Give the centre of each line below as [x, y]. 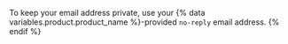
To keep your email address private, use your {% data [107, 13]
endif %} [25, 31]
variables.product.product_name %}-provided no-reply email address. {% [144, 22]
